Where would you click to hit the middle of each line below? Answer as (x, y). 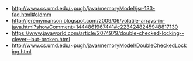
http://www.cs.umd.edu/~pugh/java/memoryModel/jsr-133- (83, 8)
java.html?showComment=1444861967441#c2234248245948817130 (95, 27)
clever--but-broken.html (41, 39)
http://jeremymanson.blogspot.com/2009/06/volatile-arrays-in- (88, 21)
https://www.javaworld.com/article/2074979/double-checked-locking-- (98, 33)
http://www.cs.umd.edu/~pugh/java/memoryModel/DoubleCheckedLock (99, 45)
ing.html (21, 51)
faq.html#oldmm (31, 15)
